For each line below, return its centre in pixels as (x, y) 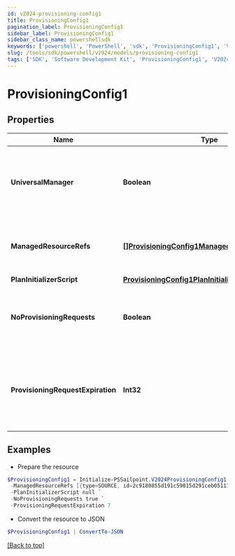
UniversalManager (42, 182)
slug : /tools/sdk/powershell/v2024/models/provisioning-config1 (103, 53)
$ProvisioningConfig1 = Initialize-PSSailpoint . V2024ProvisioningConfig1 (117, 480)
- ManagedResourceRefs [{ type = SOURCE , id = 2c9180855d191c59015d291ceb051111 (121, 486)
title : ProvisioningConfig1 (48, 20)
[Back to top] (26, 545)
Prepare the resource (48, 466)
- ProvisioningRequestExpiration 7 (60, 506)
